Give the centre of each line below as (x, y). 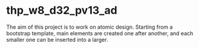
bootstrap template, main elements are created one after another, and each (100, 33)
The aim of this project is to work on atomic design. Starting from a (90, 27)
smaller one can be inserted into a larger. (57, 39)
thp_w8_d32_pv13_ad (62, 10)
